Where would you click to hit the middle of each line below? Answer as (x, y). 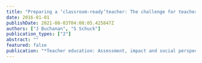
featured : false (26, 46)
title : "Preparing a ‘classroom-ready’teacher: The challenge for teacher (102, 12)
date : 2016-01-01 (28, 17)
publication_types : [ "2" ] (38, 34)
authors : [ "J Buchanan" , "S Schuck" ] (54, 28)
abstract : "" (23, 40)
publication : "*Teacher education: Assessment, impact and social (91, 51)
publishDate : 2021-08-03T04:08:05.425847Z (60, 23)
